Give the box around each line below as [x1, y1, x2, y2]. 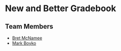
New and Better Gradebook [5, 3, 116, 14]
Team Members [5, 22, 53, 31]
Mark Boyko [12, 40, 36, 46]
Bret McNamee [12, 35, 43, 41]
